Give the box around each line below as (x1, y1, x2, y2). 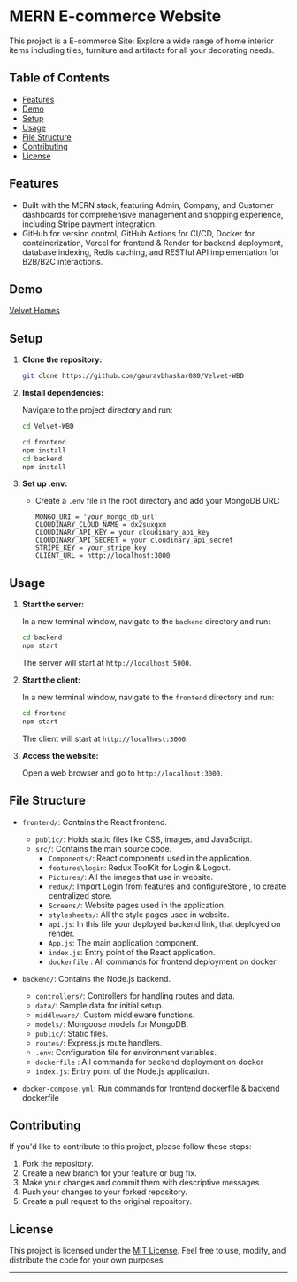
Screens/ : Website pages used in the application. (48, 900, 226, 910)
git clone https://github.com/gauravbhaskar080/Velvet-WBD (21, 372, 245, 381)
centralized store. (48, 890, 112, 900)
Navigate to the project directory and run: (21, 405, 173, 415)
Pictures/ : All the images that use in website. (48, 871, 214, 882)
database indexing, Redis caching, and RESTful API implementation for (21, 246, 280, 258)
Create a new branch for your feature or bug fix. (21, 1168, 197, 1178)
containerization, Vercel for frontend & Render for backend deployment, (21, 237, 284, 248)
